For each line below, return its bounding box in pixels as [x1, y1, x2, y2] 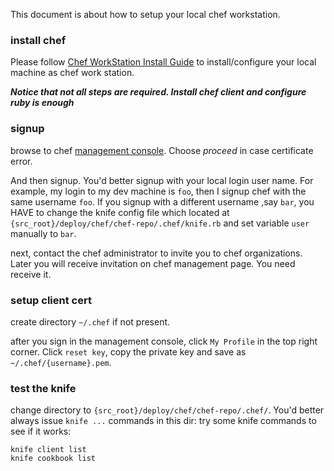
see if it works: [10, 425, 72, 438]
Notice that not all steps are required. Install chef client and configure [10, 86, 307, 98]
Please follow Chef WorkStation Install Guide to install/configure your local [10, 56, 317, 68]
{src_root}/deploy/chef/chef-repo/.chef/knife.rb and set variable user [10, 217, 310, 229]
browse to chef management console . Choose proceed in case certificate [10, 144, 314, 156]
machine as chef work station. [10, 67, 135, 79]
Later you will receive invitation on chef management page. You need [10, 257, 296, 269]
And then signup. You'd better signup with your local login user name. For [10, 174, 314, 186]
